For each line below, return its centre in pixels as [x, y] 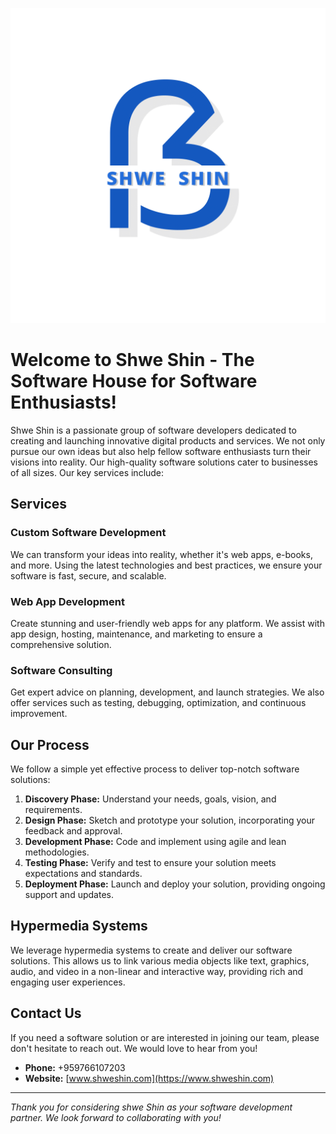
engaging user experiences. [68, 982]
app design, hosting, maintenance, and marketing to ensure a [136, 634]
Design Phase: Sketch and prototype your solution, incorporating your [170, 820]
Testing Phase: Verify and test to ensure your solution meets [150, 863]
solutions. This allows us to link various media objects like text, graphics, [160, 960]
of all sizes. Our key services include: [87, 472]
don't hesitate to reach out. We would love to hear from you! [134, 1048]
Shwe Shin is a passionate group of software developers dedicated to [153, 430]
